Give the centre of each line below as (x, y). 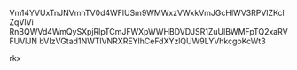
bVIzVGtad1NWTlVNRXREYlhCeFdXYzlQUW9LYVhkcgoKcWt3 (152, 41)
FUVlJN (23, 41)
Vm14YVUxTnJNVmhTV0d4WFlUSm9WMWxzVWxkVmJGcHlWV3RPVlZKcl (147, 13)
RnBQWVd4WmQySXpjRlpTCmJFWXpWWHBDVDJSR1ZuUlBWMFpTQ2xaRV (148, 31)
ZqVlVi (21, 22)
